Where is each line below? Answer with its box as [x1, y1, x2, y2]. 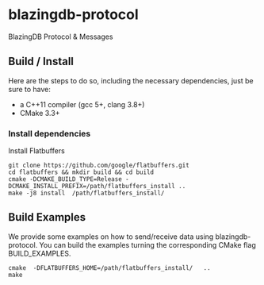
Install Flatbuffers [8, 146, 65, 156]
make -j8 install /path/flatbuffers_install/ [8, 189, 165, 198]
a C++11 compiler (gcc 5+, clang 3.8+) [19, 99, 145, 109]
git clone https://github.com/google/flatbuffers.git [8, 161, 190, 170]
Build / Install [8, 55, 74, 68]
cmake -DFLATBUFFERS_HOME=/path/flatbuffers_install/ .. [8, 264, 212, 272]
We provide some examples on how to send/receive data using [8, 232, 214, 241]
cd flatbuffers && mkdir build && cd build [8, 168, 155, 176]
